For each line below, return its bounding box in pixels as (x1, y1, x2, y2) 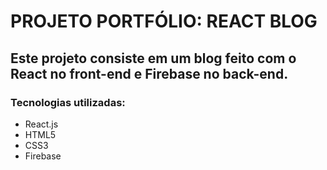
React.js (24, 118, 59, 130)
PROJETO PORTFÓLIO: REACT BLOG (10, 10, 318, 33)
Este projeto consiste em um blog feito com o (10, 50, 297, 67)
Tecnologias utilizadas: (10, 95, 126, 109)
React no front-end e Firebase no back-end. (10, 65, 289, 82)
